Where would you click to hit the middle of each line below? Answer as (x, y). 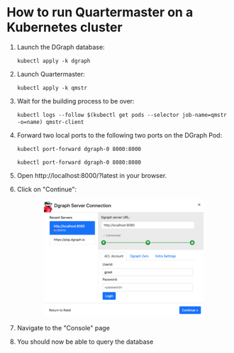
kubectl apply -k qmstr (52, 88)
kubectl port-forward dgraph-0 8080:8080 (79, 162)
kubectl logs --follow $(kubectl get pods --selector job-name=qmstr (122, 115)
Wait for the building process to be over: (76, 101)
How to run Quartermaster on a (100, 12)
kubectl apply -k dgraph (54, 61)
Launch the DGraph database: (61, 47)
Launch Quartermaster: (51, 74)
